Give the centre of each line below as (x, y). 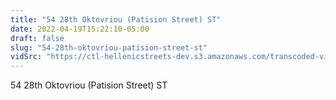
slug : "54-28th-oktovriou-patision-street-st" (109, 47)
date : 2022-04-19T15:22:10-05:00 (80, 29)
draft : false (37, 38)
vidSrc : (26, 57)
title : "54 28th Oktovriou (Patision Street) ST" (116, 19)
